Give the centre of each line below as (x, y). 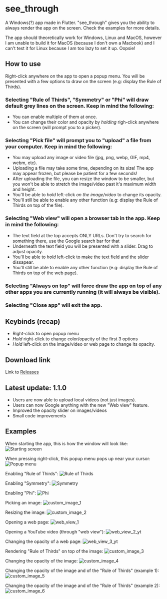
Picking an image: (23, 502)
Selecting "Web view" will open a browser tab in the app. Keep (83, 218)
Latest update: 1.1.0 (36, 388)
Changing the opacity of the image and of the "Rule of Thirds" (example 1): (82, 570)
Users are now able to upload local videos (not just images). (74, 400)
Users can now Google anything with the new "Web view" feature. (80, 405)
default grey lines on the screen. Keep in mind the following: (79, 106)
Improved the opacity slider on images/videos (59, 410)
